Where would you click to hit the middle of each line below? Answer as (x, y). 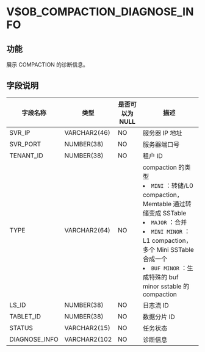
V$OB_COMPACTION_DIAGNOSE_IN (100, 12)
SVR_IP (20, 132)
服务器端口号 (161, 144)
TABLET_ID (25, 316)
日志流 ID (156, 305)
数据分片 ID (159, 317)
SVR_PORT (25, 144)
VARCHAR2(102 (88, 339)
